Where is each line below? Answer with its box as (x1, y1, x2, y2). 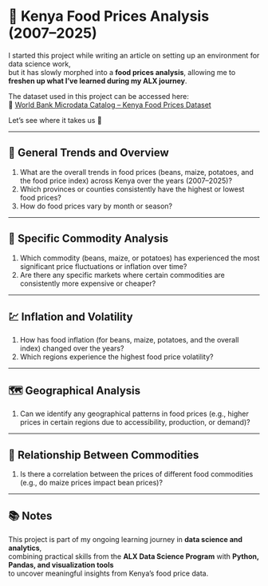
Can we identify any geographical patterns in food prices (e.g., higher (19, 409, 249, 418)
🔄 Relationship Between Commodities (8, 448, 199, 461)
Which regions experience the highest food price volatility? (19, 352, 214, 362)
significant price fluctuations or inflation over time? (19, 261, 187, 271)
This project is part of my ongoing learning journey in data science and (8, 534, 243, 544)
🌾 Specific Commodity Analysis (8, 232, 169, 246)
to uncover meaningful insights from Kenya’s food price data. (8, 568, 209, 578)
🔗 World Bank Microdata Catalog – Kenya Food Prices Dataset (8, 100, 211, 109)
